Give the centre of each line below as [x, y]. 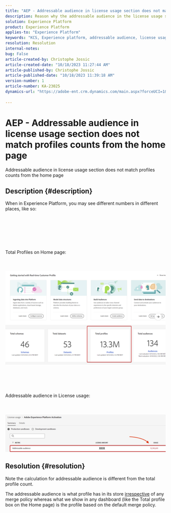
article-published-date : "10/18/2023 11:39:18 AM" [60, 76]
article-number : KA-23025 [33, 86]
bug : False [17, 54]
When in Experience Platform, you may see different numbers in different [82, 203]
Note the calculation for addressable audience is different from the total [80, 478]
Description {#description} [49, 191]
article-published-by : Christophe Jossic [50, 70]
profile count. [19, 484]
